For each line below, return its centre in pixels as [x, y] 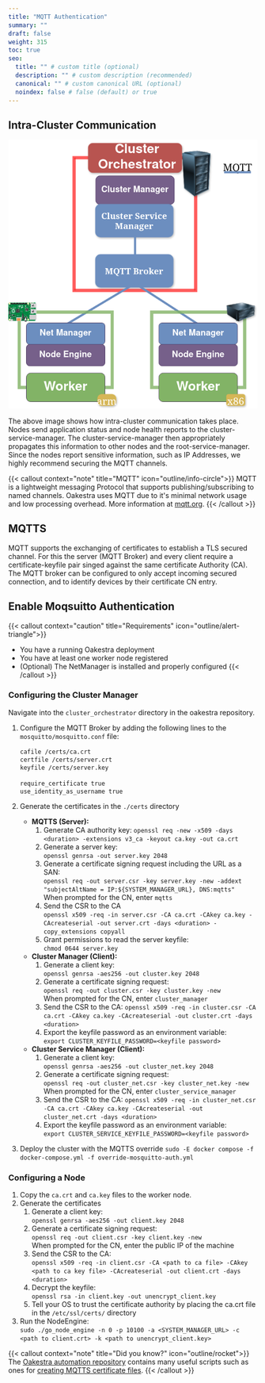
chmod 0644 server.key [81, 948]
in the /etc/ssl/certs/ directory [84, 1313]
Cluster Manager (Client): [74, 956]
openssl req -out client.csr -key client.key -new [117, 1238]
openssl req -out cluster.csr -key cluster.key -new [132, 990]
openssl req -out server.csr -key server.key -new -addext [143, 881]
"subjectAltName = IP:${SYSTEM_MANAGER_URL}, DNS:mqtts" [139, 889]
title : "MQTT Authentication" [58, 17]
